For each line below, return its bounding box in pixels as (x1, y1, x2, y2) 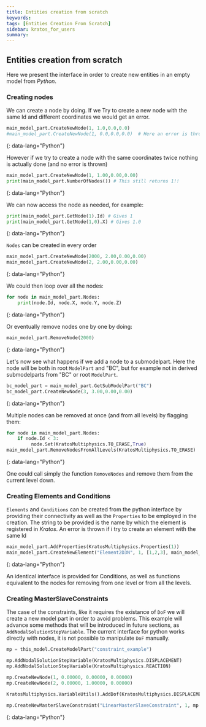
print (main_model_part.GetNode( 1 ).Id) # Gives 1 (6, 213, 133, 219)
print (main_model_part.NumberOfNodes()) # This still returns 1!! (6, 178, 180, 184)
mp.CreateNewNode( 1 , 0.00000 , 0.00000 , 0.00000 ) (6, 674, 133, 681)
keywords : (6, 15, 32, 21)
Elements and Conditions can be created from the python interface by (6, 506, 182, 513)
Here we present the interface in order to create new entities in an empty (6, 71, 191, 78)
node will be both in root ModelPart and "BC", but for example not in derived (6, 364, 197, 372)
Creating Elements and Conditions (6, 492, 111, 501)
